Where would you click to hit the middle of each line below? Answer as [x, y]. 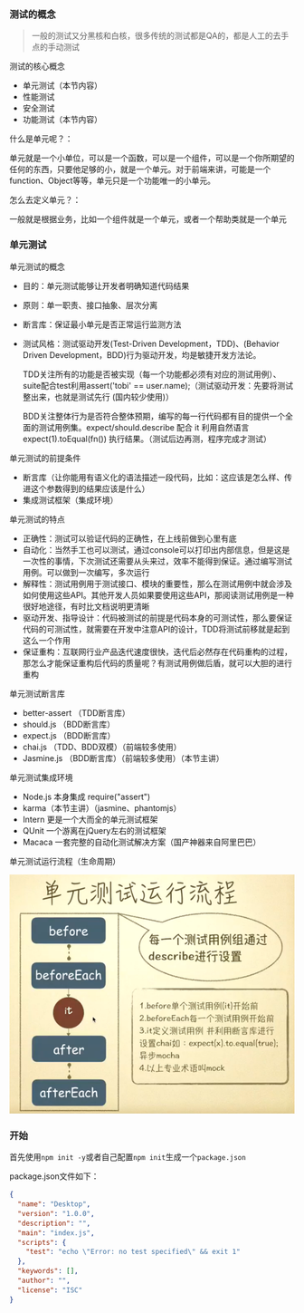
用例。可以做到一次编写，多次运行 [86, 572]
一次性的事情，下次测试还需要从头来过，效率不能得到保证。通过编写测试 [157, 561]
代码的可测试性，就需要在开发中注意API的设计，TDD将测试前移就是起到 [156, 629]
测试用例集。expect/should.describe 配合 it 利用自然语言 [144, 427]
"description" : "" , [54, 1223]
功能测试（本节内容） [62, 120]
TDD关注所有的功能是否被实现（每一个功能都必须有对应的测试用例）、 [152, 374]
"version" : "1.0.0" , [56, 1213]
